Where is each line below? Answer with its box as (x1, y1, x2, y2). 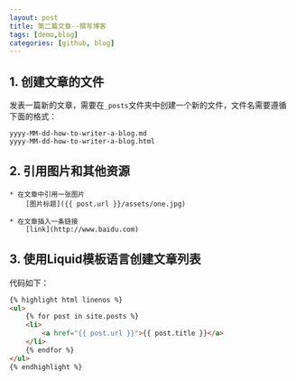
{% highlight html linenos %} (9, 295, 124, 304)
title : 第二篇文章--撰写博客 (9, 22, 106, 31)
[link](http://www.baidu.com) (25, 225, 140, 234)
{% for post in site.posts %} (25, 312, 140, 321)
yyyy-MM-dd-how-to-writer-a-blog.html (9, 137, 155, 146)
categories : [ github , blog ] (9, 38, 116, 48)
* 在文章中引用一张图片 (9, 190, 86, 199)
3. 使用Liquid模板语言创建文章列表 (9, 252, 201, 267)
